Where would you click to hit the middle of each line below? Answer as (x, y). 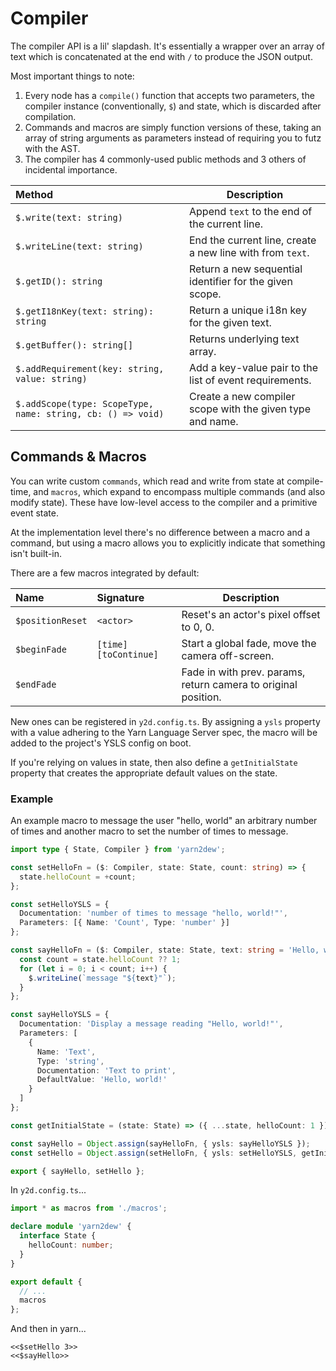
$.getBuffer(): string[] (74, 345)
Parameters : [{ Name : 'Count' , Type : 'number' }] (124, 923)
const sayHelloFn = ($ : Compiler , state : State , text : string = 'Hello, (165, 950)
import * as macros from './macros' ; (89, 1208)
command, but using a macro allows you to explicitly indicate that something (168, 543)
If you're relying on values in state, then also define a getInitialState (154, 762)
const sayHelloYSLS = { (60, 1015)
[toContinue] (127, 654)
